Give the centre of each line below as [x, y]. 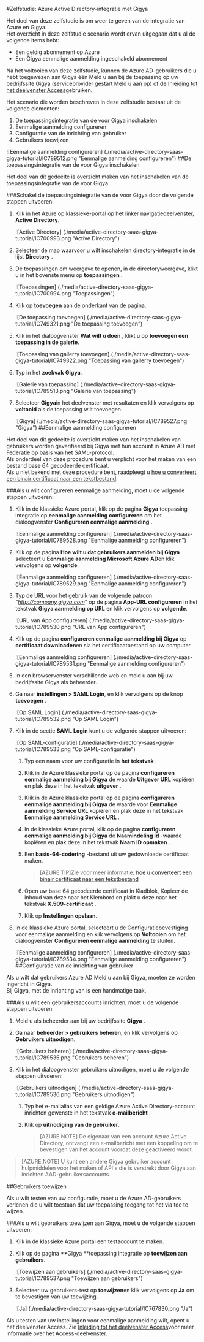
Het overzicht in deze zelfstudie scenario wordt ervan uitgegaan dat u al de [101, 34]
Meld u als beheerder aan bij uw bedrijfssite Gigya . [80, 1021]
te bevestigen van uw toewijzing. [56, 1297]
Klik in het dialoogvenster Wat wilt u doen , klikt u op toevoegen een [101, 336]
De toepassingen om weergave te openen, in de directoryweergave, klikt [107, 269]
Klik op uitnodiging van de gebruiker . [72, 1125]
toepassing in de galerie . [47, 342]
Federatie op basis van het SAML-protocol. [60, 452]
